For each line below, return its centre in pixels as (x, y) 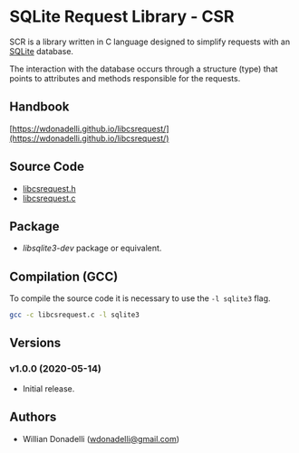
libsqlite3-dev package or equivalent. (92, 248)
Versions (35, 343)
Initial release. (48, 388)
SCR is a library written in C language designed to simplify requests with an (150, 42)
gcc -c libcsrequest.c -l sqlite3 (75, 315)
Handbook (39, 107)
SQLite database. (42, 51)
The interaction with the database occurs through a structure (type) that (144, 69)
